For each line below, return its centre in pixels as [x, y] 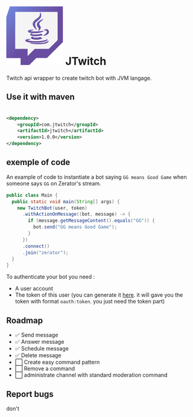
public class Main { [32, 195]
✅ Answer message [40, 342]
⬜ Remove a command [45, 369]
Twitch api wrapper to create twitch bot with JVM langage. [79, 78]
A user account [34, 289]
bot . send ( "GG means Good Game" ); [75, 227]
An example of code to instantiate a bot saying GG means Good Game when [96, 177]
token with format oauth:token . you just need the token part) [90, 302]
